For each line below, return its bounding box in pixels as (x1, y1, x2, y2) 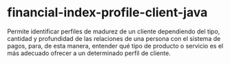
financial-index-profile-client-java (7, 5, 208, 20)
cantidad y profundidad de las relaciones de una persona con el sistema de (7, 34, 221, 42)
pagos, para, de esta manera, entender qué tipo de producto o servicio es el (7, 42, 224, 50)
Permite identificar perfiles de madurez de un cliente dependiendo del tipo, (7, 27, 220, 35)
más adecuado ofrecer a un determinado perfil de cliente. (7, 49, 171, 57)
